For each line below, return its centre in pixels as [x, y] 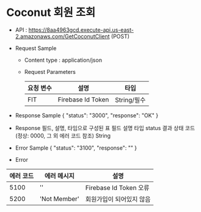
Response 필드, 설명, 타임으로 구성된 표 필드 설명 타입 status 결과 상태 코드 [105, 128]
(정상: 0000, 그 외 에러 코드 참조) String [63, 136]
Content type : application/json [63, 60]
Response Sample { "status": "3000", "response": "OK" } [87, 115]
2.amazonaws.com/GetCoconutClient [62, 36]
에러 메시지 [60, 176]
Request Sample [36, 48]
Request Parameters [50, 71]
